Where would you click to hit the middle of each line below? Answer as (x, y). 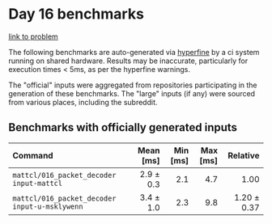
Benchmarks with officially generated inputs (123, 127)
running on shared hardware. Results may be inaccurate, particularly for (128, 61)
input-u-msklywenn (48, 206)
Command (33, 155)
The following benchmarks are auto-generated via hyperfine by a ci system (134, 52)
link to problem (33, 36)
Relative (244, 155)
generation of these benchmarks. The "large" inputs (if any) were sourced (132, 93)
